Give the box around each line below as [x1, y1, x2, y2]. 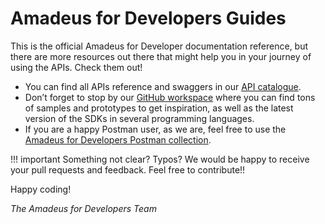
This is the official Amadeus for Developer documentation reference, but [10, 40, 309, 52]
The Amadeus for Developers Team [10, 202, 157, 214]
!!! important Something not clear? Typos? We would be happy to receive [10, 153, 310, 165]
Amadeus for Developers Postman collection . [24, 133, 212, 146]
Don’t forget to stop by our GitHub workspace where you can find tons [24, 91, 316, 103]
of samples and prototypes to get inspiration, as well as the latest [24, 102, 294, 114]
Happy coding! [10, 183, 72, 195]
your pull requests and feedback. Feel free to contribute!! [10, 163, 246, 176]
